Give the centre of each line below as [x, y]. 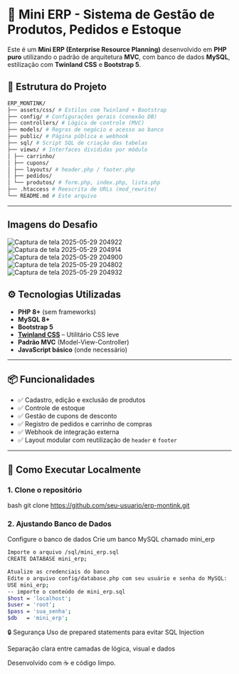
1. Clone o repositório [45, 490]
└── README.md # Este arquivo [52, 196]
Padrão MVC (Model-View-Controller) [73, 342]
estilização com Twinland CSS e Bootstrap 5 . [74, 64]
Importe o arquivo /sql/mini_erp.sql [63, 552]
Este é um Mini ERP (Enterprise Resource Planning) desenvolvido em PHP [117, 49]
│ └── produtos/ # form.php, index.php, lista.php [84, 183]
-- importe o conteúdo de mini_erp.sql [67, 591]
